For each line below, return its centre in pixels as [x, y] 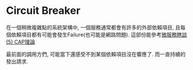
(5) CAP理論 [21, 42]
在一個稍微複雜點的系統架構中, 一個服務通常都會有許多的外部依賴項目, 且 [93, 27]
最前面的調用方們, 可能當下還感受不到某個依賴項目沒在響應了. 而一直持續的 [96, 54]
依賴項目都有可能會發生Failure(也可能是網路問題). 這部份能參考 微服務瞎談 [99, 34]
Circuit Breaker [43, 11]
